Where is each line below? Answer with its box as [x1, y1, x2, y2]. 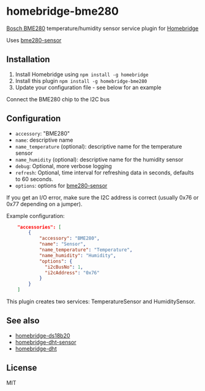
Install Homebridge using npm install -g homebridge [15, 71, 149, 78]
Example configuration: [6, 212, 65, 219]
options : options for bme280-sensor [15, 182, 108, 189]
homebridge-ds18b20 [15, 331, 70, 339]
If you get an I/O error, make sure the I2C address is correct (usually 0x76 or [6, 193, 199, 201]
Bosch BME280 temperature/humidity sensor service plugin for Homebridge [6, 25, 199, 32]
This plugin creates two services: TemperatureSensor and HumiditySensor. [6, 298, 196, 305]
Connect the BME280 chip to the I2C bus [6, 95, 110, 103]
